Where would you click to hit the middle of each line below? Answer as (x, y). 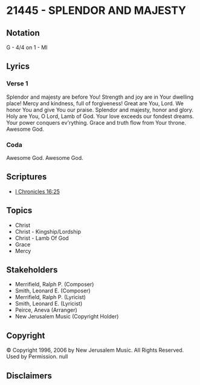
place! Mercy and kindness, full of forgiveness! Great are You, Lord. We (95, 103)
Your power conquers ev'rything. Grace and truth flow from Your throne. (96, 122)
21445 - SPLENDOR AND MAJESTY (96, 11)
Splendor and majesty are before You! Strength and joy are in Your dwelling (100, 97)
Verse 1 (17, 84)
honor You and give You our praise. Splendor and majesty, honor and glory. (100, 110)
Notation (23, 33)
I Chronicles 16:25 (37, 191)
